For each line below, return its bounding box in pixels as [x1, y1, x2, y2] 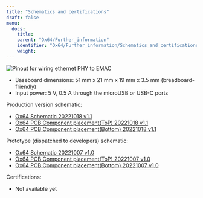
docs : [11, 25, 26, 32]
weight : [17, 48, 36, 54]
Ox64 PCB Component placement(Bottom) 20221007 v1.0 [14, 161, 159, 169]
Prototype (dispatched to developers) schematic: [6, 137, 129, 144]
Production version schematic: [6, 101, 83, 108]
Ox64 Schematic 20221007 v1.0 [14, 148, 95, 156]
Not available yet [14, 185, 57, 192]
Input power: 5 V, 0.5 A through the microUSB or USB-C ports [14, 89, 169, 97]
